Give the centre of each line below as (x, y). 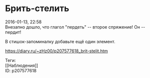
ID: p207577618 (21, 70)
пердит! (13, 32)
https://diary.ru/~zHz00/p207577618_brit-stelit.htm (57, 51)
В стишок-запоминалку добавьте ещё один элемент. (60, 41)
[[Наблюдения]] (21, 65)
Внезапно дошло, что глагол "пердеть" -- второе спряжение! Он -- (75, 27)
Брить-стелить (37, 8)
